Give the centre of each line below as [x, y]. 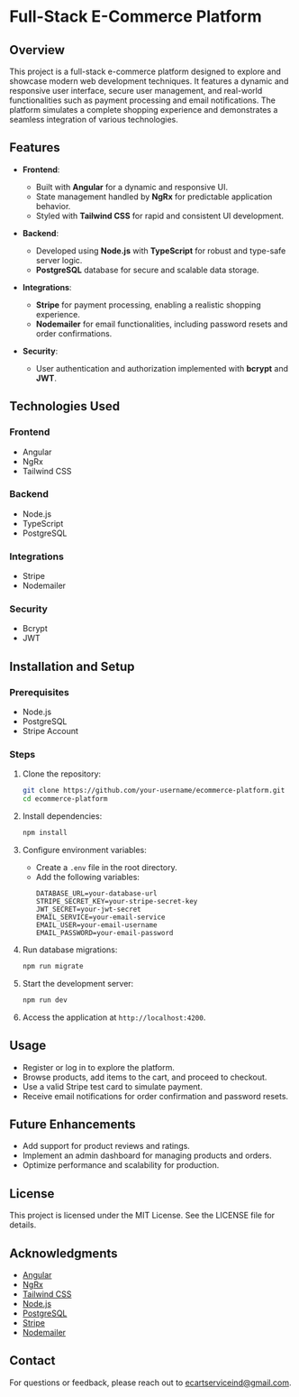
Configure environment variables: [84, 850]
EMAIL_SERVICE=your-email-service [100, 917]
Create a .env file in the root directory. [106, 867]
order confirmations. [74, 333]
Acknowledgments [64, 1253]
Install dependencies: [62, 816]
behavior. [53, 206]
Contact [32, 1360]
